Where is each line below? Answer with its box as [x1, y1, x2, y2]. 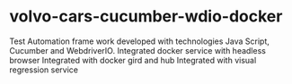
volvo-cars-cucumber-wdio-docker [9, 6, 283, 27]
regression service [9, 64, 79, 75]
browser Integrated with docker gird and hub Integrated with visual [9, 55, 257, 65]
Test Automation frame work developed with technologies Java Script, [9, 36, 270, 46]
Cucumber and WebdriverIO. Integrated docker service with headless [9, 45, 267, 55]
